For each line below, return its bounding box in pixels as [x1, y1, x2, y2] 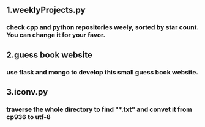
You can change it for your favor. [6, 31, 106, 39]
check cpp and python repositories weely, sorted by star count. [6, 23, 199, 32]
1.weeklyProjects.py [6, 5, 86, 15]
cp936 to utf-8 [6, 112, 51, 121]
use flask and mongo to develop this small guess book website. [6, 68, 199, 76]
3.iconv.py [6, 87, 48, 97]
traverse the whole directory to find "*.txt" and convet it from [6, 105, 193, 114]
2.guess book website [6, 49, 93, 60]
